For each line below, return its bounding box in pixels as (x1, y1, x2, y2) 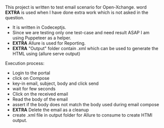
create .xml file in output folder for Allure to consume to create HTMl (12, 112, 153, 118)
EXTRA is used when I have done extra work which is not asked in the (5, 9, 149, 15)
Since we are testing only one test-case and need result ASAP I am (12, 30, 150, 35)
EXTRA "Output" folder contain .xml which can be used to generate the (12, 46, 159, 51)
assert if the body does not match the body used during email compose (12, 102, 160, 107)
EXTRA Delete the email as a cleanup (12, 107, 89, 113)
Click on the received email (12, 91, 69, 97)
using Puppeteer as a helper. (12, 35, 72, 41)
